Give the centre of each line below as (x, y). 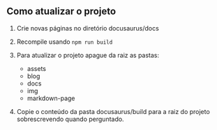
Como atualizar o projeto (61, 11)
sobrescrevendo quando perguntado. (70, 119)
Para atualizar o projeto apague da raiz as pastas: (88, 55)
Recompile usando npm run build (65, 42)
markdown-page (51, 98)
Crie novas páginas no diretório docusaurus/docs (88, 28)
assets (37, 68)
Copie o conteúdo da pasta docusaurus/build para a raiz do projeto (113, 111)
